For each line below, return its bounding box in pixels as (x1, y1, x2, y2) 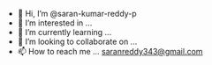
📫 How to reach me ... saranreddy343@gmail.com (17, 47, 203, 56)
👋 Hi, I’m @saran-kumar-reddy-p (17, 9, 137, 18)
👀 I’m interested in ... (17, 18, 93, 28)
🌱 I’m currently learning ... (17, 27, 112, 37)
